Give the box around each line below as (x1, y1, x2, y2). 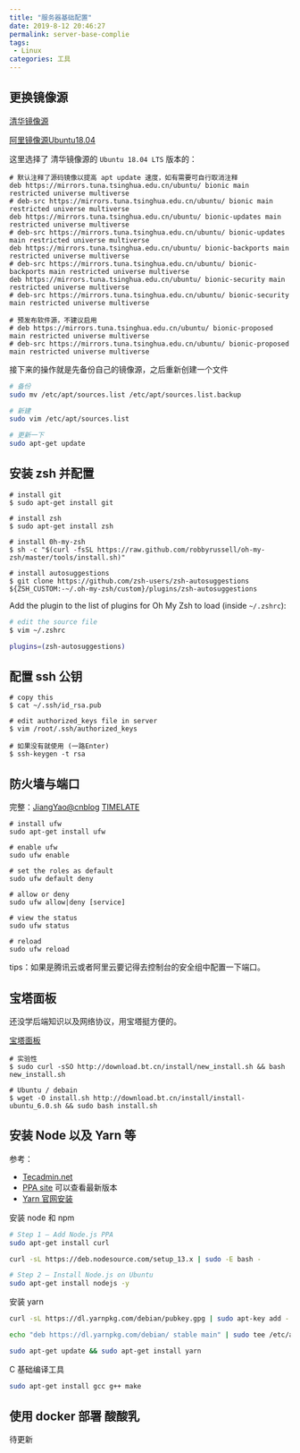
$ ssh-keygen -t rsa (9, 749, 87, 759)
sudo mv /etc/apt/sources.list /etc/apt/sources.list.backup (9, 390, 242, 399)
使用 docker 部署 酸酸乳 (9, 1409, 140, 1424)
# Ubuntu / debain (9, 1085, 78, 1095)
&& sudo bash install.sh (65, 1101, 158, 1110)
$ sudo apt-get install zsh (9, 521, 114, 531)
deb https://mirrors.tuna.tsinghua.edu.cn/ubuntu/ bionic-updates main (9, 212, 281, 221)
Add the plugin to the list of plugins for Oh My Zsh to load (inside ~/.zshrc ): (9, 600, 287, 611)
